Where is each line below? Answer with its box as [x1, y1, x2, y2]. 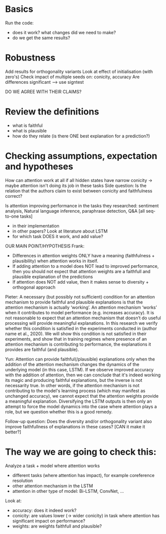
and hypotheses [5, 161, 73, 172]
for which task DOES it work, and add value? [12, 233, 104, 239]
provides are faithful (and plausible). [5, 346, 79, 353]
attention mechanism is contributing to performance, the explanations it [5, 341, 151, 347]
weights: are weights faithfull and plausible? [12, 523, 102, 529]
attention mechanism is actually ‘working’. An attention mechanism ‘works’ [5, 304, 157, 310]
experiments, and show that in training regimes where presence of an [5, 336, 147, 342]
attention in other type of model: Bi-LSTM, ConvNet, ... [12, 488, 124, 494]
